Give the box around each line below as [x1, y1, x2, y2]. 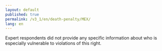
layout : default [5, 7, 39, 12]
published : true [5, 12, 39, 17]
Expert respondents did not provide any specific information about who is [5, 35, 157, 41]
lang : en [5, 21, 24, 26]
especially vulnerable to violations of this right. [5, 40, 102, 46]
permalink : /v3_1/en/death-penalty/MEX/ [5, 16, 91, 21]
